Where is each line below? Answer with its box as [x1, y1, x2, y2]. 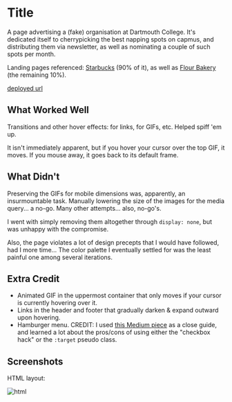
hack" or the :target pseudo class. [17, 335, 117, 344]
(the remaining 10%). [7, 71, 67, 79]
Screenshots [7, 356, 64, 367]
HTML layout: [7, 374, 46, 383]
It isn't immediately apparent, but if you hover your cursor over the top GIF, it [7, 143, 225, 152]
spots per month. [7, 50, 56, 58]
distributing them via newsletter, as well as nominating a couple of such [7, 42, 211, 51]
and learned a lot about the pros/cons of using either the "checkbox [17, 328, 211, 337]
